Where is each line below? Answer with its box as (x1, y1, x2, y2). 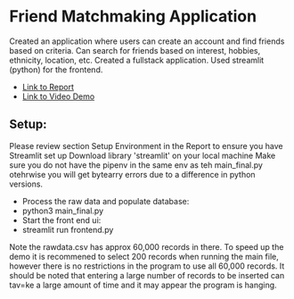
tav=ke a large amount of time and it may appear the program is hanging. (9, 279, 278, 290)
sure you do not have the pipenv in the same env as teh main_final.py (9, 159, 263, 170)
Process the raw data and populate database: (21, 195, 190, 206)
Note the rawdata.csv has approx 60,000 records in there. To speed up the (9, 241, 284, 252)
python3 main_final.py (21, 205, 104, 216)
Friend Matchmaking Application (9, 6, 257, 27)
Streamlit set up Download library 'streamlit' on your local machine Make (9, 150, 276, 161)
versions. (9, 179, 43, 189)
